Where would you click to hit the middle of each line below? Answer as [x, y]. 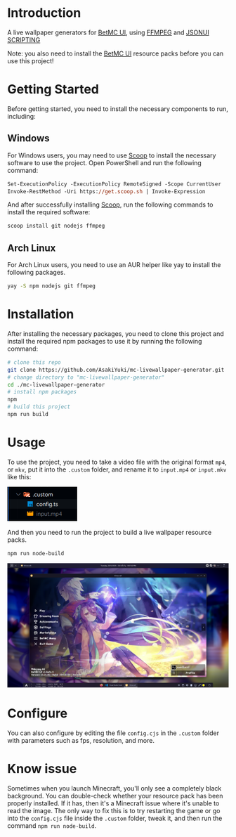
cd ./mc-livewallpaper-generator [56, 384]
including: [22, 116]
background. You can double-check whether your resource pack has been [115, 796]
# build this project [39, 407]
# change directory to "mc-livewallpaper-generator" [86, 377]
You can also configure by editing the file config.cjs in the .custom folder [113, 733]
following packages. [37, 273]
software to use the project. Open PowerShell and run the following [104, 162]
